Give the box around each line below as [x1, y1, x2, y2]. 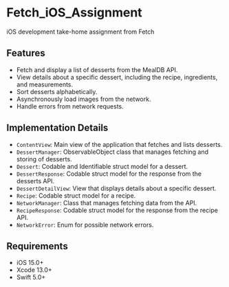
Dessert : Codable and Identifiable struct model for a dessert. [16, 162, 188, 170]
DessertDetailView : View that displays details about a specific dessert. [16, 184, 217, 192]
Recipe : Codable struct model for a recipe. [16, 191, 136, 200]
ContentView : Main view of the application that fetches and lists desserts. [16, 140, 223, 148]
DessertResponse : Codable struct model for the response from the [16, 170, 202, 178]
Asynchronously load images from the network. [16, 95, 151, 103]
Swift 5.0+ [16, 273, 46, 282]
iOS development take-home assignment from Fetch [6, 27, 155, 36]
